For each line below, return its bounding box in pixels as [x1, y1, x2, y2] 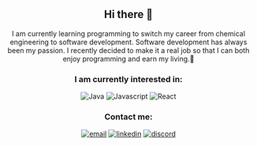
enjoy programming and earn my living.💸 [62, 54, 195, 63]
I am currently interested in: [74, 73, 183, 84]
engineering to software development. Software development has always [9, 37, 248, 47]
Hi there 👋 [103, 8, 154, 21]
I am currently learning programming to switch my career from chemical [11, 28, 246, 38]
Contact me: [104, 111, 153, 122]
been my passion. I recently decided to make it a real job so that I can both [7, 45, 250, 55]
